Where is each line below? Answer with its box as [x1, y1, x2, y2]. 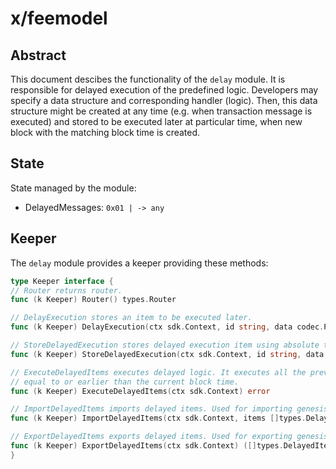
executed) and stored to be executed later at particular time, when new [10, 116, 303, 127]
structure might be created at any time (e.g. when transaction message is [10, 105, 313, 117]
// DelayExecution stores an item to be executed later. [10, 313, 253, 323]
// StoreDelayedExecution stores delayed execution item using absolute [10, 340, 320, 350]
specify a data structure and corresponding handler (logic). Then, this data [10, 95, 318, 106]
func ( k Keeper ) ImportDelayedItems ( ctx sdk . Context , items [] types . [10, 413, 307, 424]
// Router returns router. [10, 285, 123, 296]
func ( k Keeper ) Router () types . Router [10, 295, 177, 305]
